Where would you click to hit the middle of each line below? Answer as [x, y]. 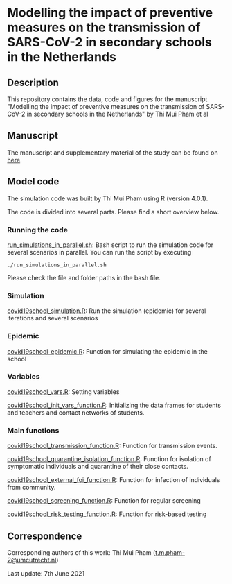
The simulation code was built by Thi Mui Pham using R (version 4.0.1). [108, 198]
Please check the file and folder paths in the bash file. [84, 277]
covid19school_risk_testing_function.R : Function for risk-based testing [107, 514]
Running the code [37, 230]
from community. [32, 488]
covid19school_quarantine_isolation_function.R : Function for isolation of [109, 459]
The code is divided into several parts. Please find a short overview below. [113, 212]
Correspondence [45, 536]
